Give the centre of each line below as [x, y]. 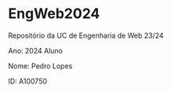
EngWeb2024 [54, 14]
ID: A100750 [28, 81]
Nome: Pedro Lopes [40, 66]
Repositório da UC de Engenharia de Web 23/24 [86, 35]
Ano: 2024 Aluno [35, 50]
